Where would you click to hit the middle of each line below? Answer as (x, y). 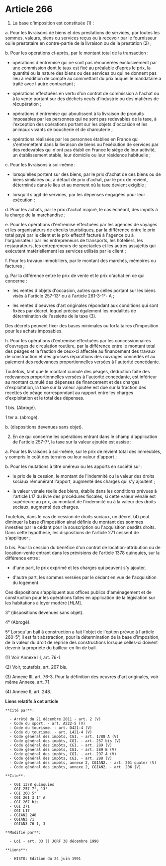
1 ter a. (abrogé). (22, 417)
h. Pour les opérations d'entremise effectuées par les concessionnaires (78, 340)
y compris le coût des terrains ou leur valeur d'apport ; (61, 456)
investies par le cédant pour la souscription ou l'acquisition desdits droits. (81, 527)
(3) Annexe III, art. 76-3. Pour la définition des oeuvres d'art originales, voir (82, 677)
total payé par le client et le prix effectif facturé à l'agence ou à (70, 235)
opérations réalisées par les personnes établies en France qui (76, 139)
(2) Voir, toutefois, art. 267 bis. (36, 667)
